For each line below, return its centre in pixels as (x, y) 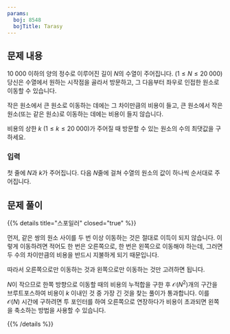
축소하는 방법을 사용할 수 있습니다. (60, 310)
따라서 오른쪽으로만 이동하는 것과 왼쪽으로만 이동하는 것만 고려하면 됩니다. (106, 269)
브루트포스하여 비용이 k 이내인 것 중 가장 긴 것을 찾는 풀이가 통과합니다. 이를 (108, 293)
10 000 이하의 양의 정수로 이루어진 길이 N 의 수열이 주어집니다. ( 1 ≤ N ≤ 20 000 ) (115, 74)
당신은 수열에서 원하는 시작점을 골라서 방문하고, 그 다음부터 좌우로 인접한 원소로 (113, 82)
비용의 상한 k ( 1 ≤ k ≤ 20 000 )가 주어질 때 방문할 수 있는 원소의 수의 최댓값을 (111, 129)
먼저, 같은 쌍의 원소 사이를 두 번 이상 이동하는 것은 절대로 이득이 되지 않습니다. (111, 238)
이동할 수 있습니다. (32, 91)
